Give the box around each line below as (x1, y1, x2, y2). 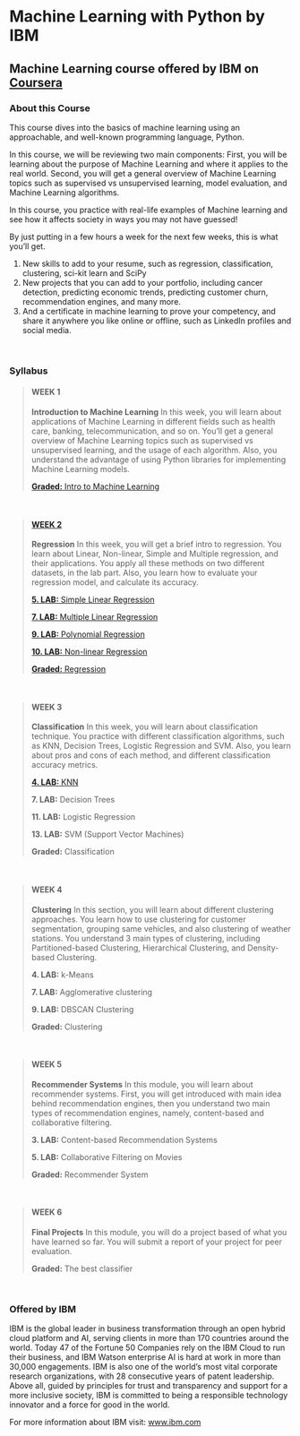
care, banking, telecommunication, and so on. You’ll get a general (30, 426, 273, 436)
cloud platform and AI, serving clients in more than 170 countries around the (9, 1333, 289, 1344)
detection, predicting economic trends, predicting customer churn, (21, 287, 269, 297)
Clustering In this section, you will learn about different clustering (30, 904, 275, 915)
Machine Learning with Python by (9, 6, 266, 27)
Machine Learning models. (30, 464, 130, 474)
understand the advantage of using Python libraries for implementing (30, 454, 287, 465)
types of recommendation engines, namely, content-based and (30, 1107, 264, 1118)
